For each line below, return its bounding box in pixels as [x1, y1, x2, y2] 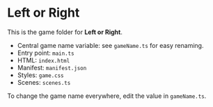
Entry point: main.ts [17, 49, 74, 57]
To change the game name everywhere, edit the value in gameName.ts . [7, 92, 207, 100]
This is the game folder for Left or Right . [7, 28, 123, 36]
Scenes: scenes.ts [17, 78, 71, 86]
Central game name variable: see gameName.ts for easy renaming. [17, 41, 204, 49]
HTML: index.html [17, 56, 70, 64]
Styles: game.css [17, 71, 64, 79]
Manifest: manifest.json [17, 63, 87, 72]
